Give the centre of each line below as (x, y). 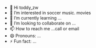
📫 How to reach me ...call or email (44, 29)
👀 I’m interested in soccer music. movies (50, 13)
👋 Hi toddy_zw (24, 8)
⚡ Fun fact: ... (23, 41)
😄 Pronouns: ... (25, 36)
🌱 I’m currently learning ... (36, 18)
